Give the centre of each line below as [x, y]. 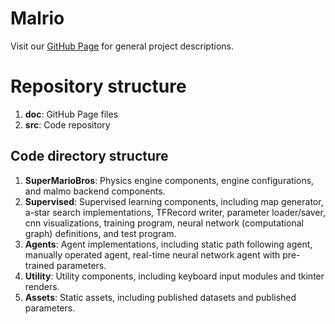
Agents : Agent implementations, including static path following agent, [168, 244]
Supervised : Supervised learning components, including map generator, [174, 201]
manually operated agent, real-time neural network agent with [152, 254]
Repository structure [98, 86]
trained [39, 265]
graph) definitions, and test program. [100, 233]
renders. [42, 286]
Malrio [37, 18]
